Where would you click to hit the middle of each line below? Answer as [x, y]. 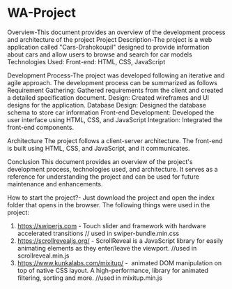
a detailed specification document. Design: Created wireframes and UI [108, 97]
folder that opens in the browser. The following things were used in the [109, 205]
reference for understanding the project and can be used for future [103, 177]
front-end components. [41, 127]
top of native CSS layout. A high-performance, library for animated [113, 270]
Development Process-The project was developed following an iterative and [116, 75]
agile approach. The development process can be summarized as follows [113, 82]
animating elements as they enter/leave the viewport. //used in [107, 248]
